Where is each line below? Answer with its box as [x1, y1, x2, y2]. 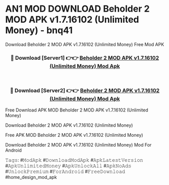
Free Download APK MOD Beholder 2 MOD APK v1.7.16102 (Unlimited [5, 107, 149, 113]
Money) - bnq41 [5, 25, 73, 36]
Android [5, 147, 22, 153]
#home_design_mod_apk [5, 174, 57, 180]
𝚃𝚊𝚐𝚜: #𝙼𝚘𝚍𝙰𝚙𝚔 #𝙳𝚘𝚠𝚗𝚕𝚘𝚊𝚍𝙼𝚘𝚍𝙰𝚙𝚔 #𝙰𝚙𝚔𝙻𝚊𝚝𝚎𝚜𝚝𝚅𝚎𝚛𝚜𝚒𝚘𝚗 [5, 157, 144, 163]
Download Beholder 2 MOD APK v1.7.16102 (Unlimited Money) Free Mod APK [5, 41, 164, 47]
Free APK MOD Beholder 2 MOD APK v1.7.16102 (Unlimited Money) [5, 132, 143, 138]
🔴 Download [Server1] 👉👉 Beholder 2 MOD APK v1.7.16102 [10, 54, 159, 61]
